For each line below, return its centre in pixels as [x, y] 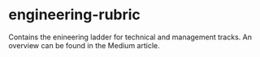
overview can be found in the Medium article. [84, 45]
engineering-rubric [74, 15]
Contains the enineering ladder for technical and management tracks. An [130, 37]
